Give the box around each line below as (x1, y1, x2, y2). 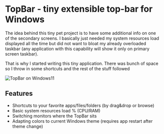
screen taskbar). (5, 51, 38, 57)
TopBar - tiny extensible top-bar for (5, 3, 153, 15)
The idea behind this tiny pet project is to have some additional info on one (5, 30, 156, 36)
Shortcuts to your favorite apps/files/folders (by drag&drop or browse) (12, 102, 155, 108)
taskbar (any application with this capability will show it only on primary (5, 46, 150, 52)
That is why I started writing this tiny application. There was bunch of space (5, 60, 159, 66)
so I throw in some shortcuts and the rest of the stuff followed (5, 65, 130, 72)
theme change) (12, 123, 43, 129)
